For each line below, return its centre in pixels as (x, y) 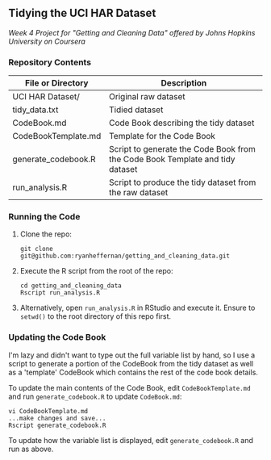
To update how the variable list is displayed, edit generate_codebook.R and (131, 440)
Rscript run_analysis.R (60, 293)
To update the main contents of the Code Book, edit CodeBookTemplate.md (130, 387)
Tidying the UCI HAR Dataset (82, 13)
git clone (37, 249)
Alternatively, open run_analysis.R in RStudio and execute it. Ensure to (138, 308)
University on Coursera (47, 41)
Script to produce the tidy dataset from (182, 182)
